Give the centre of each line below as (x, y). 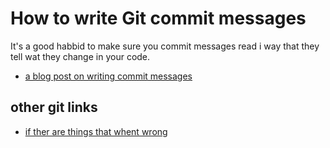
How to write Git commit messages (158, 18)
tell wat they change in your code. (80, 56)
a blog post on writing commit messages (108, 76)
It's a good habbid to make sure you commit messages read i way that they (165, 46)
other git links (54, 107)
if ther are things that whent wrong (96, 131)
